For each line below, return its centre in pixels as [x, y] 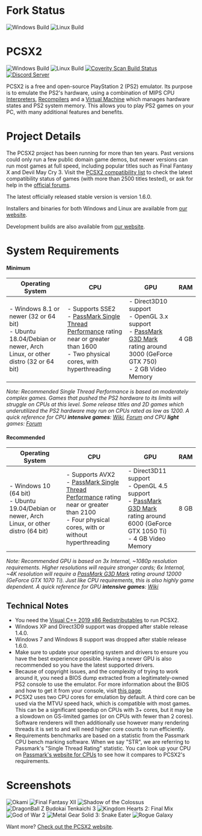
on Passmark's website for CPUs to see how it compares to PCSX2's [100, 755]
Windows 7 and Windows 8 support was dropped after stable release [101, 640]
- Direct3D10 [148, 301]
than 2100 [81, 512]
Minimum [18, 268]
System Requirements [63, 251]
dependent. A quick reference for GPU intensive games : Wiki [82, 587]
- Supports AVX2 [90, 475]
